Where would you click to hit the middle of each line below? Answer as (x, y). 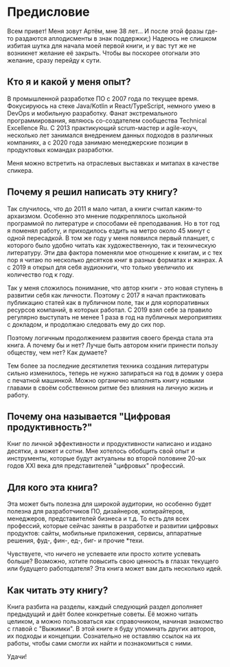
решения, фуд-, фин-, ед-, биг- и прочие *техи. (76, 540)
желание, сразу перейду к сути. (54, 60)
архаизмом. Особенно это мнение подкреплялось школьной (97, 216)
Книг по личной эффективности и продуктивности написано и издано (110, 444)
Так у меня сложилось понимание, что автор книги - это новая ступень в (115, 288)
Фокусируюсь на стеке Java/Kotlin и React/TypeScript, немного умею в (112, 106)
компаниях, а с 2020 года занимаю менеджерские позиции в (98, 142)
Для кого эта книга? (53, 487)
